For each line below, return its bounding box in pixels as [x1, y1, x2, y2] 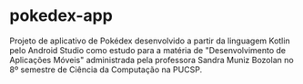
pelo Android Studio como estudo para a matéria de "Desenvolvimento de [9, 44, 287, 55]
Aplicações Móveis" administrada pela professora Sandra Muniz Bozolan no [9, 54, 294, 65]
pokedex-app [9, 5, 114, 26]
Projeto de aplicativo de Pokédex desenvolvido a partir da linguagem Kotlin [9, 35, 290, 46]
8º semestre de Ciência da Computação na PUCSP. [9, 64, 203, 75]
